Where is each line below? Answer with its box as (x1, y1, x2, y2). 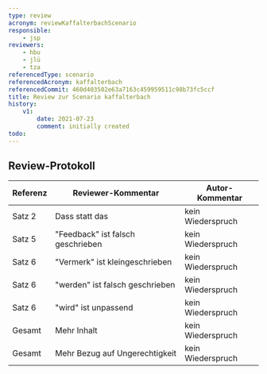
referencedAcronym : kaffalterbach (8, 78, 123, 86)
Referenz (12, 187, 48, 199)
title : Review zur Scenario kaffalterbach (8, 93, 151, 101)
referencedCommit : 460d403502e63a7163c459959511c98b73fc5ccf (8, 85, 215, 94)
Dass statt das (55, 211, 109, 222)
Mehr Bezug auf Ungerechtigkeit (55, 348, 177, 359)
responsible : (8, 26, 52, 34)
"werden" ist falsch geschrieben (55, 280, 176, 291)
